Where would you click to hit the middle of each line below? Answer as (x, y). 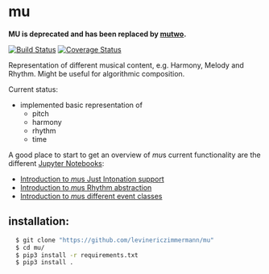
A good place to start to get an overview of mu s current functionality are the (134, 155)
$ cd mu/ (30, 247)
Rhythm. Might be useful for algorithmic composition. (97, 73)
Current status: (33, 89)
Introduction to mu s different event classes (91, 196)
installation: (39, 221)
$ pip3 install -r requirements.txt (77, 255)
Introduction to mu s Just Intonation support (92, 179)
